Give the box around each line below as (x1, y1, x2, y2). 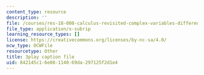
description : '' (6, 15, 47, 21)
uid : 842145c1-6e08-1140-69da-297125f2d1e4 (6, 59, 118, 65)
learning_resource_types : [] (6, 31, 80, 37)
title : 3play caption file (6, 54, 75, 60)
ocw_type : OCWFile (6, 43, 53, 49)
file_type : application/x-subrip (6, 25, 91, 32)
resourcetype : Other (6, 48, 59, 54)
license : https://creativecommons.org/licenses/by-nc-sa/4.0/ (6, 37, 167, 43)
